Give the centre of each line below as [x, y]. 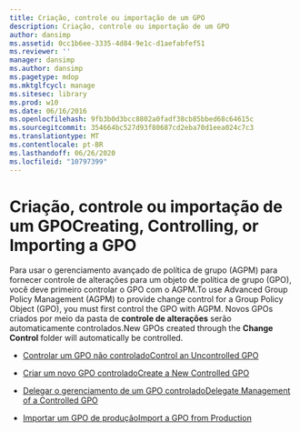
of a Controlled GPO [60, 400]
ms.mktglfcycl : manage [52, 85]
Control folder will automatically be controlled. [96, 338]
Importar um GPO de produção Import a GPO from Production [137, 418]
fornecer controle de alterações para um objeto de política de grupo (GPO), [151, 280]
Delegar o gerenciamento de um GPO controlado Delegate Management [156, 391]
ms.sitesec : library [49, 94]
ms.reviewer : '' [40, 52]
